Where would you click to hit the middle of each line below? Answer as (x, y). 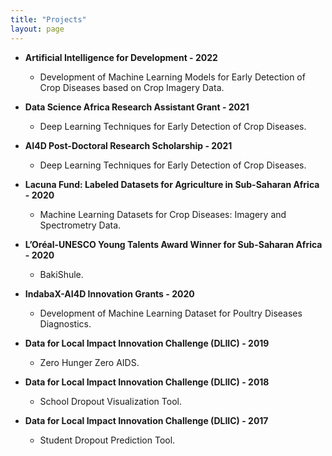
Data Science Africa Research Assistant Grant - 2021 (137, 107)
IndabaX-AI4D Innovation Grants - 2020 (109, 293)
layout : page (37, 29)
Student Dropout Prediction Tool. (107, 440)
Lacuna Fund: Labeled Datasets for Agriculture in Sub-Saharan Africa (172, 184)
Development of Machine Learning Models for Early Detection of (172, 77)
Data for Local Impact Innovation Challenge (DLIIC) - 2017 (146, 420)
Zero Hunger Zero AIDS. (89, 362)
